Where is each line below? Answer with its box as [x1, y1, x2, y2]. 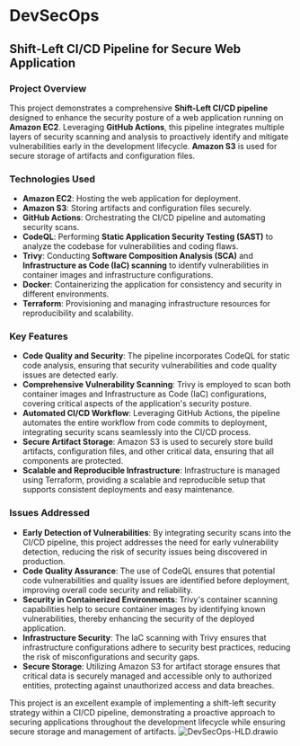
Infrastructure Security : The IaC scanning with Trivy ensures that [22, 632, 267, 643]
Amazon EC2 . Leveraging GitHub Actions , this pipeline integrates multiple [9, 121, 285, 132]
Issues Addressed [9, 507, 90, 520]
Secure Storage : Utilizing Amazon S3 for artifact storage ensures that [22, 661, 281, 671]
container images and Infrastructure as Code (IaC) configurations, [22, 388, 267, 400]
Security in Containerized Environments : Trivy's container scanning [22, 594, 278, 605]
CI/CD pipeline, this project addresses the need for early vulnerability [22, 537, 279, 547]
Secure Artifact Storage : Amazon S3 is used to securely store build [22, 437, 274, 448]
